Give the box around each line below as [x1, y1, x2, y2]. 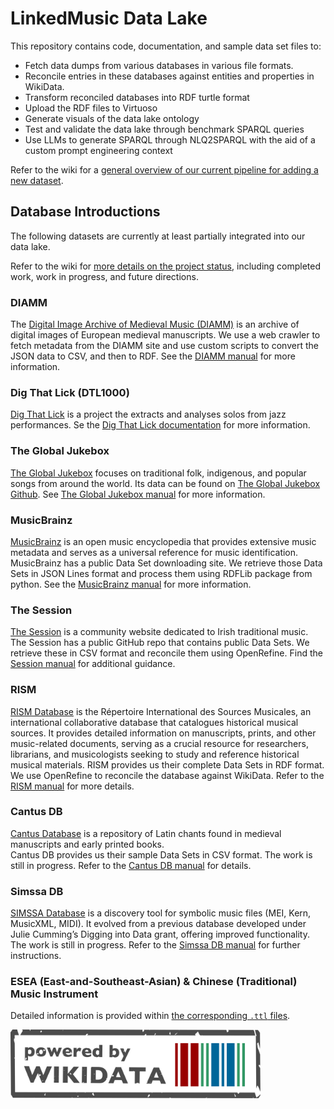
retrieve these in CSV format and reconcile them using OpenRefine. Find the [10, 647, 323, 659]
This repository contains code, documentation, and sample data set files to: [10, 40, 322, 52]
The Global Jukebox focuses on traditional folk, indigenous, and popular [10, 467, 307, 479]
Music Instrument [10, 987, 99, 1001]
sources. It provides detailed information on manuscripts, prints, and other [10, 727, 317, 739]
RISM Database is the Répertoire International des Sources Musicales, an [10, 705, 312, 717]
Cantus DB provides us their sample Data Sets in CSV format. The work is [10, 848, 313, 861]
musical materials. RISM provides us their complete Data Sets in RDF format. [10, 758, 325, 771]
